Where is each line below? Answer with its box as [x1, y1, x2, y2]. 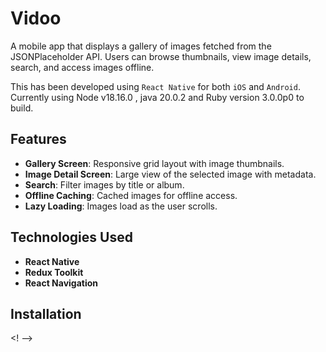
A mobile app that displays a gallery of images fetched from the [10, 40, 272, 52]
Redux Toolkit [24, 266, 84, 278]
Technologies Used [10, 229, 133, 246]
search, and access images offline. [10, 61, 155, 73]
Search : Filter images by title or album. [24, 178, 185, 191]
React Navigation [24, 277, 99, 289]
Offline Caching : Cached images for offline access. [24, 189, 238, 201]
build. [10, 102, 34, 114]
